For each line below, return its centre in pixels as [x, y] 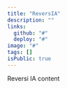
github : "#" [31, 33]
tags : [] [20, 53]
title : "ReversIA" [34, 14]
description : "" [31, 20]
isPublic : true [29, 59]
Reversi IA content [33, 78]
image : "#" [23, 46]
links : [17, 26]
